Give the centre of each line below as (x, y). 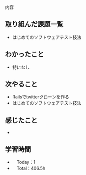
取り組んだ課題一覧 (34, 24)
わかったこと (25, 54)
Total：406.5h (31, 168)
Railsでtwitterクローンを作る (41, 97)
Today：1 (26, 162)
